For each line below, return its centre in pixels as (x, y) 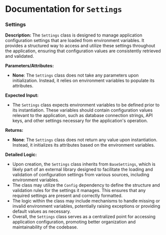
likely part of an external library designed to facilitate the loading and (83, 169)
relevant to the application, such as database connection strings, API (82, 116)
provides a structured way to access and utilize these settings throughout (80, 46)
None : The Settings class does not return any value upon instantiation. (85, 140)
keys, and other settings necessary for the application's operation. (80, 121)
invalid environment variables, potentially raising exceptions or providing (86, 206)
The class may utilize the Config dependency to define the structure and (86, 185)
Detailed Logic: (21, 155)
